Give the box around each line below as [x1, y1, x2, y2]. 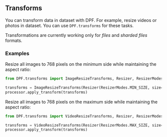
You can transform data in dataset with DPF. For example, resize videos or [5, 17, 157, 23]
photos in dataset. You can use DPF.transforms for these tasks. [5, 22, 134, 28]
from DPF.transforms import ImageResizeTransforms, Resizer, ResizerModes [5, 76, 164, 81]
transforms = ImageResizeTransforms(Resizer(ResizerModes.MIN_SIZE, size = [5, 85, 164, 90]
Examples [5, 50, 30, 57]
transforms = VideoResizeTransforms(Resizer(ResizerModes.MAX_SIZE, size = [5, 123, 164, 128]
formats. [5, 37, 22, 43]
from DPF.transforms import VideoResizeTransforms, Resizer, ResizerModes [5, 114, 164, 119]
